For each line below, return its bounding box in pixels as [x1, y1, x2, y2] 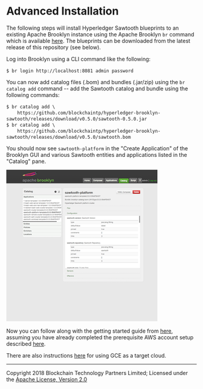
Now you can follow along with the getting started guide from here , [6, 327, 173, 334]
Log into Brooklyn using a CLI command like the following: [6, 55, 151, 62]
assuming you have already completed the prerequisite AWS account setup [6, 333, 194, 341]
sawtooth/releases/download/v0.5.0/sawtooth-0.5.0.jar [6, 116, 147, 122]
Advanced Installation [6, 4, 119, 18]
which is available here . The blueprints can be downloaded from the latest [6, 37, 190, 44]
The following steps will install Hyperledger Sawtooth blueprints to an [6, 24, 179, 32]
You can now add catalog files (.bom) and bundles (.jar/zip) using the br [6, 78, 185, 85]
